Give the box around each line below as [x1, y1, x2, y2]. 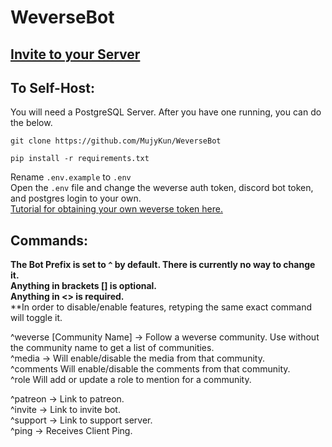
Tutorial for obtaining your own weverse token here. [10, 203, 223, 215]
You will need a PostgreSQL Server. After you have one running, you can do [10, 106, 322, 118]
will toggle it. [10, 312, 63, 324]
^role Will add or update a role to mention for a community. [10, 374, 252, 386]
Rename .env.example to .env [10, 171, 132, 183]
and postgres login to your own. [10, 192, 142, 205]
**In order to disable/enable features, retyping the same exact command [10, 301, 313, 313]
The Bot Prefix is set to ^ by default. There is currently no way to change [10, 259, 316, 271]
